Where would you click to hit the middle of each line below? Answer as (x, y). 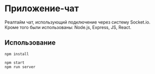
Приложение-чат (42, 9)
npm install (17, 54)
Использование (30, 43)
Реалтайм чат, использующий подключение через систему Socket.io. (77, 22)
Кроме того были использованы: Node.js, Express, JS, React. (68, 27)
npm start (15, 62)
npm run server (20, 67)
